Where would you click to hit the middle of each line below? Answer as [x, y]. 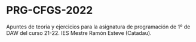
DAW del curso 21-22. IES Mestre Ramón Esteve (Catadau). [79, 33]
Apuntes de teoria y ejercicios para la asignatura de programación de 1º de [98, 27]
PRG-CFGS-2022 [50, 10]
